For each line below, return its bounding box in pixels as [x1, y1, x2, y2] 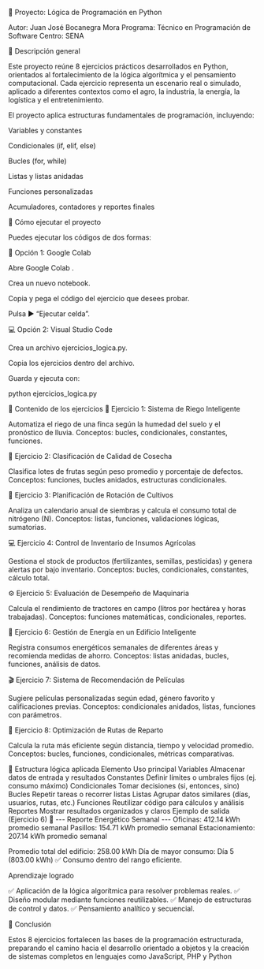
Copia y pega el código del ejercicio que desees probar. [8, 294, 190, 303]
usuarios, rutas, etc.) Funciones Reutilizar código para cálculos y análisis [8, 798, 244, 807]
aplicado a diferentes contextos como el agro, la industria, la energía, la [8, 87, 240, 96]
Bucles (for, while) [8, 156, 67, 166]
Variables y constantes [8, 126, 83, 135]
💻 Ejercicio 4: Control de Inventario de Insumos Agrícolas [8, 539, 196, 547]
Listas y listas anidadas [8, 172, 84, 181]
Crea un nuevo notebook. [8, 278, 91, 288]
